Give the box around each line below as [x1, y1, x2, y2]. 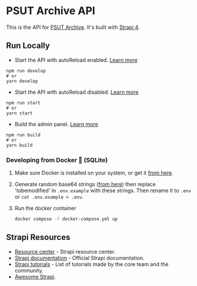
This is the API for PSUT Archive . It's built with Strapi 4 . [6, 24, 140, 31]
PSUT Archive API [6, 4, 95, 18]
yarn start [6, 110, 33, 116]
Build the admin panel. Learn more [14, 120, 98, 127]
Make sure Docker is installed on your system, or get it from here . [14, 169, 173, 176]
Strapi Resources [6, 232, 71, 242]
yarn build [6, 142, 33, 148]
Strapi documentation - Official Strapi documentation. [14, 254, 145, 261]
